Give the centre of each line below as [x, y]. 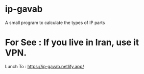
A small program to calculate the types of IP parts [55, 23]
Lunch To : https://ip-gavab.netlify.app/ [45, 66]
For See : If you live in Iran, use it [72, 42]
